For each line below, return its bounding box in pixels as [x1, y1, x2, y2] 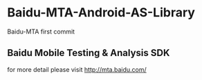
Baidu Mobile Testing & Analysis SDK [7, 47, 170, 59]
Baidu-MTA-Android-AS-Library [7, 5, 196, 21]
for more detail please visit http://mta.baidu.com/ [7, 65, 147, 73]
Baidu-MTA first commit [7, 27, 75, 36]
